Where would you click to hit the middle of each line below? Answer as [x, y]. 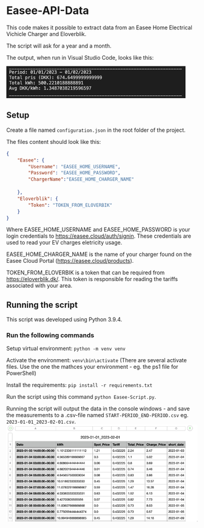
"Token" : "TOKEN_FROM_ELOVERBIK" [70, 205]
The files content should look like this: [54, 141]
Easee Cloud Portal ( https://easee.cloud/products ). [70, 261]
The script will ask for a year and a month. [59, 46]
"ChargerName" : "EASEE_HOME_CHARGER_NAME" [81, 180]
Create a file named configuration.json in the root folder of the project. [96, 130]
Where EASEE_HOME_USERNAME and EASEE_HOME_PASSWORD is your [98, 230]
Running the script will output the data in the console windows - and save [98, 408]
